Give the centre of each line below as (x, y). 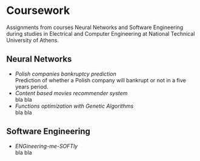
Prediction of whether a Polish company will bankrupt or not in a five (100, 80)
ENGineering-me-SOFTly (46, 146)
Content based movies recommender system (71, 93)
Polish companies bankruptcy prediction (65, 74)
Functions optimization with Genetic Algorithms (74, 106)
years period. (32, 87)
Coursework (38, 11)
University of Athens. (33, 40)
